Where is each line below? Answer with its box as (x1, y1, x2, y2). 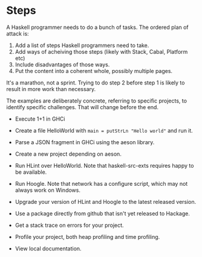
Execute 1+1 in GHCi (15, 115, 65, 122)
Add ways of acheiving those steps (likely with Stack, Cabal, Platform (15, 48, 188, 55)
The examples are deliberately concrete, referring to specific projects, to (6, 97, 187, 104)
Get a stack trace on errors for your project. (15, 221, 124, 229)
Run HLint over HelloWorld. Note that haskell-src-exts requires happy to (15, 162, 194, 169)
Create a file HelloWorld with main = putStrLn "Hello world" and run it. (15, 127, 194, 134)
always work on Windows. (15, 186, 80, 194)
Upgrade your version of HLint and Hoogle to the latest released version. (15, 198, 197, 205)
